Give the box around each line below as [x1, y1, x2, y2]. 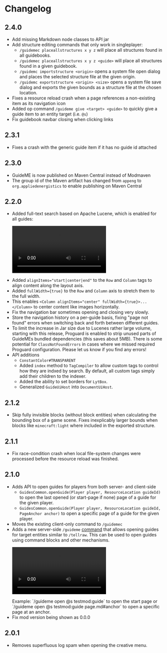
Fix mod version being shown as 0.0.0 [11, 614, 90, 620]
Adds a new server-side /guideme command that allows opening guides [11, 526, 159, 532]
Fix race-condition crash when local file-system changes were [11, 451, 141, 457]
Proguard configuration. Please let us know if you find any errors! [11, 347, 147, 353]
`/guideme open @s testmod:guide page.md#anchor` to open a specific [11, 603, 160, 609]
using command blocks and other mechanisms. [11, 537, 110, 543]
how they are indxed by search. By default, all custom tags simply [19, 368, 155, 374]
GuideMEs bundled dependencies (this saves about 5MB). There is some [11, 336, 162, 342]
